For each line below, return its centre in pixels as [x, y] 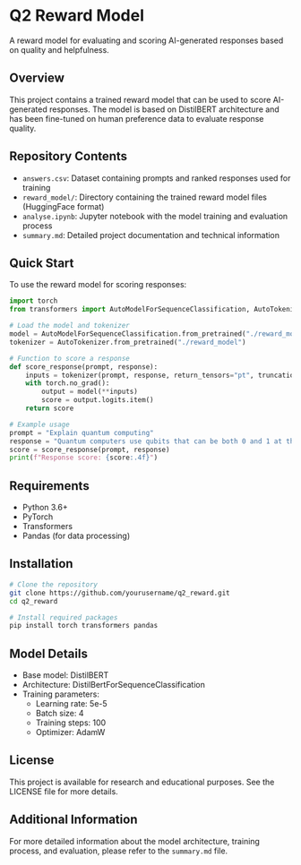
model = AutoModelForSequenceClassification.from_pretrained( [128, 334]
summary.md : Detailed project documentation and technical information [151, 235]
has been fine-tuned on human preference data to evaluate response [137, 118]
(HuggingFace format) [63, 206]
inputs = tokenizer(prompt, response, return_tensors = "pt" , [140, 375]
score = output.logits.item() [98, 400]
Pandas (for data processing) [76, 536]
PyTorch [38, 517]
